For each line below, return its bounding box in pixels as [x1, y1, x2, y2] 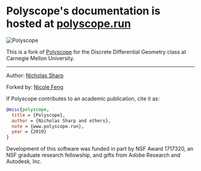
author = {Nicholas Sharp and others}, [11, 118, 111, 124]
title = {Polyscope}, [11, 112, 66, 118]
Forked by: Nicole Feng [6, 83, 64, 90]
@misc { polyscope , [6, 106, 50, 112]
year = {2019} [11, 129, 47, 135]
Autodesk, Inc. [6, 158, 42, 165]
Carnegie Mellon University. [6, 54, 75, 62]
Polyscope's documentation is [6, 4, 160, 18]
